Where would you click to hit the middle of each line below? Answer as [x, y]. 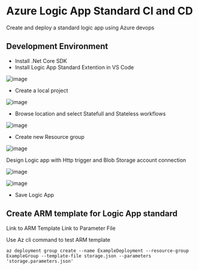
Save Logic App [34, 195]
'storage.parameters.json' [40, 261]
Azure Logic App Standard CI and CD [100, 11]
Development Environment [57, 46]
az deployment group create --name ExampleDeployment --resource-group [97, 251]
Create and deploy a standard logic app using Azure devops [80, 28]
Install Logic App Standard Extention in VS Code [74, 67]
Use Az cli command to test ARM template [58, 239]
